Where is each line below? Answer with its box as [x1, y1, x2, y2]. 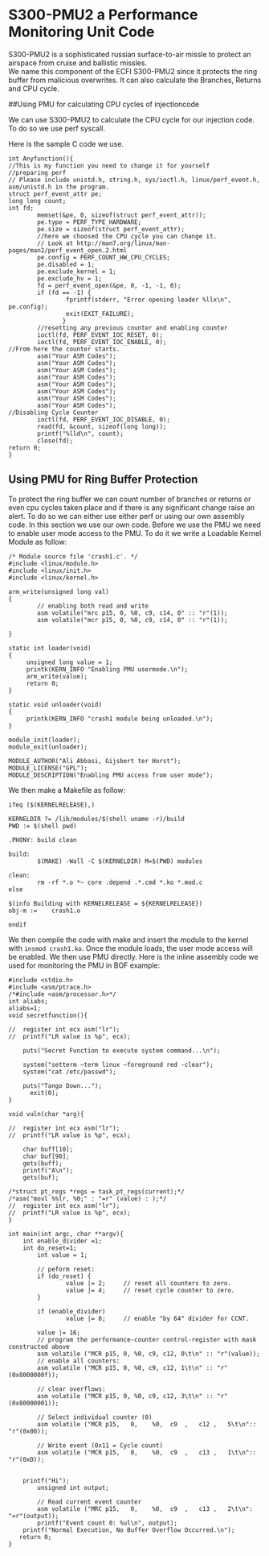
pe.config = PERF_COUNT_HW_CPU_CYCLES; [37, 253, 171, 261]
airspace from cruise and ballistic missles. [8, 58, 147, 68]
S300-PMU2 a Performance [8, 6, 198, 24]
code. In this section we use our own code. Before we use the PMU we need [8, 520, 261, 529]
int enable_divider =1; [22, 1237, 103, 1245]
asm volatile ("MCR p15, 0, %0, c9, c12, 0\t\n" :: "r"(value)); [37, 1350, 261, 1358]
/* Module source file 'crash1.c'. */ [8, 552, 138, 561]
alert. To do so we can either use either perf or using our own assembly [8, 511, 245, 521]
